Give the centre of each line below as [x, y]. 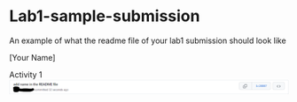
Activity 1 [26, 74]
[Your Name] [32, 57]
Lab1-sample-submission [105, 16]
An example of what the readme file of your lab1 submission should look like [148, 40]
